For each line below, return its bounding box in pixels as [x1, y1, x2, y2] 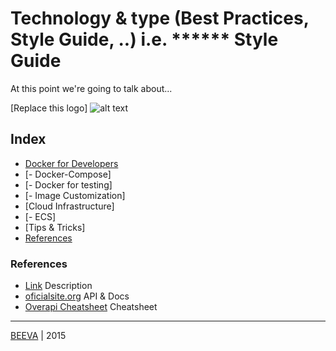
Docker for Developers [24, 157, 119, 169]
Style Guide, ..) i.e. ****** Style [10, 28, 279, 51]
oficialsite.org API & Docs [24, 290, 130, 302]
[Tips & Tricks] [24, 221, 86, 233]
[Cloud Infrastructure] [24, 200, 115, 212]
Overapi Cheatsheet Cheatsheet [24, 301, 158, 313]
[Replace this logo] [10, 102, 88, 114]
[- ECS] [24, 210, 57, 222]
